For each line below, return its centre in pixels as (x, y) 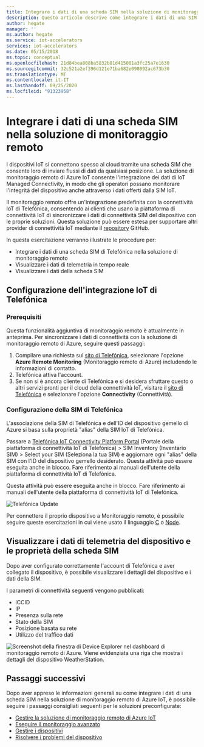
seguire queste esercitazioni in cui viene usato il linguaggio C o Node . (93, 522)
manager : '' (21, 29)
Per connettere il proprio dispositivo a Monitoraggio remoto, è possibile (95, 515)
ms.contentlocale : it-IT (38, 80)
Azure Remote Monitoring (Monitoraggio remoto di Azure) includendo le (106, 362)
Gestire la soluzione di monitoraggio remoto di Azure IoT (85, 718)
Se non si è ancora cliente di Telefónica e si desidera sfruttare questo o (104, 381)
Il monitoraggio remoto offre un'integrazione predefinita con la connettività (100, 202)
